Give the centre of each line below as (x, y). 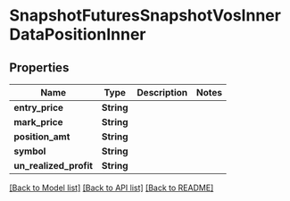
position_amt (42, 137)
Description (162, 92)
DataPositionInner (78, 34)
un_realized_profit (54, 166)
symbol (30, 151)
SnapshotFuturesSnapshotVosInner (145, 16)
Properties (39, 67)
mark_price (39, 122)
